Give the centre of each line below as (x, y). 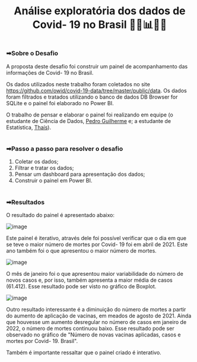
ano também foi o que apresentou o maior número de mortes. (82, 250)
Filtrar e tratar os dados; (44, 168)
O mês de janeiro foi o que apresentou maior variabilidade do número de (95, 273)
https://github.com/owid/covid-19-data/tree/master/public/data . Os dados (96, 90)
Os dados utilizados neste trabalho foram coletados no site (78, 84)
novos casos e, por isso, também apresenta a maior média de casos (90, 280)
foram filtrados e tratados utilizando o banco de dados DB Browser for (92, 97)
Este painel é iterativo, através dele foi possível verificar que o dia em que (96, 238)
